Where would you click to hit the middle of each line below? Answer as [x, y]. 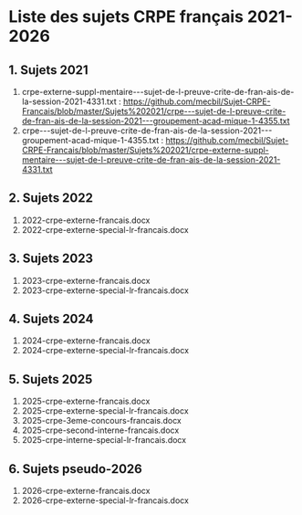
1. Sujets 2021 [48, 70]
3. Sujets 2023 [51, 259]
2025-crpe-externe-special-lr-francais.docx [105, 411]
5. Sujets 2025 [51, 379]
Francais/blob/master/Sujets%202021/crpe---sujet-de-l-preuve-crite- [154, 111]
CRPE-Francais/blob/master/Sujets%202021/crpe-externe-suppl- [146, 150]
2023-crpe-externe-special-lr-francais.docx [105, 290]
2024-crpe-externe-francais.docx [86, 341]
